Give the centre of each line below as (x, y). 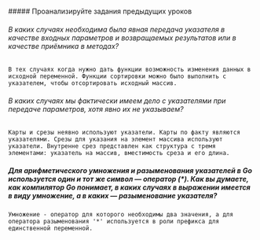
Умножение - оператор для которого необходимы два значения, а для (121, 215)
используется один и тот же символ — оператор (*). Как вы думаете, (128, 179)
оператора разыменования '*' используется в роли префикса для (114, 222)
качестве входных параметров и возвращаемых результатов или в (123, 38)
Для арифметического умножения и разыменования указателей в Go (130, 170)
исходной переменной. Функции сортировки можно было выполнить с (117, 76)
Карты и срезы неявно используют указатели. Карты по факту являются (125, 133)
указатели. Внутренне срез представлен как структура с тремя (112, 146)
